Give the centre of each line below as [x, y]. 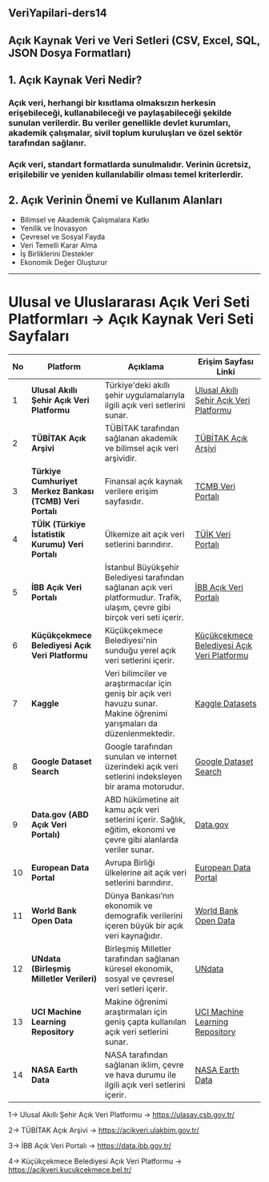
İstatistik [48, 534]
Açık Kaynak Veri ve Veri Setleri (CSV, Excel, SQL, [134, 40]
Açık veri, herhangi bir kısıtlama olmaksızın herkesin [112, 103]
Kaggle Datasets [226, 703]
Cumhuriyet [54, 481]
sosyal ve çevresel [139, 979]
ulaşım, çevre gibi [137, 607]
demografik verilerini [143, 915]
